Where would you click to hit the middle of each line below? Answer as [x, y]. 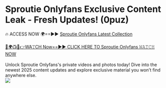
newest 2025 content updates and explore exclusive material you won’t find [83, 70]
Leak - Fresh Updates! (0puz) [67, 20]
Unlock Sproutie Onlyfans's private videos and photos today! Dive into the [81, 64]
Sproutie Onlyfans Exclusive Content [83, 9]
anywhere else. [21, 75]
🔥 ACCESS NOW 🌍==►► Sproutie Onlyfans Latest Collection [69, 34]
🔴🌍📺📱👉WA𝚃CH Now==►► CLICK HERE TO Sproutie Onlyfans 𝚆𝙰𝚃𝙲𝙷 [80, 46]
